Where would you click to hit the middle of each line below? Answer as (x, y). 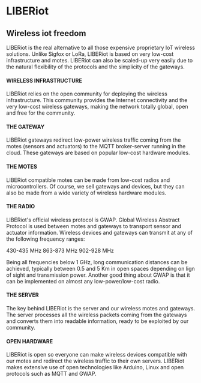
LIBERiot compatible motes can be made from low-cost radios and (88, 180)
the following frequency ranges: (46, 239)
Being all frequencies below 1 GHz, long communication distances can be (97, 262)
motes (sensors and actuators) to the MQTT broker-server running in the (96, 146)
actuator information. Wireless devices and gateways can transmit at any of (100, 232)
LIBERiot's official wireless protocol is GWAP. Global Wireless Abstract (93, 220)
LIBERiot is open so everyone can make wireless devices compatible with (97, 355)
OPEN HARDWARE (29, 341)
